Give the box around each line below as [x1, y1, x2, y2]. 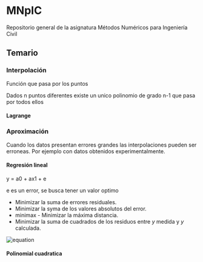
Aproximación [6, 127, 49, 136]
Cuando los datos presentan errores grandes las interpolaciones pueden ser [6, 141, 197, 148]
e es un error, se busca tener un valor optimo [6, 187, 119, 194]
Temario [6, 48, 38, 58]
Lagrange [6, 112, 32, 119]
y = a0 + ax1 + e [6, 174, 47, 182]
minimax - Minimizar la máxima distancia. [15, 211, 119, 219]
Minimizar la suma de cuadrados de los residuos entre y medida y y [15, 218, 184, 225]
